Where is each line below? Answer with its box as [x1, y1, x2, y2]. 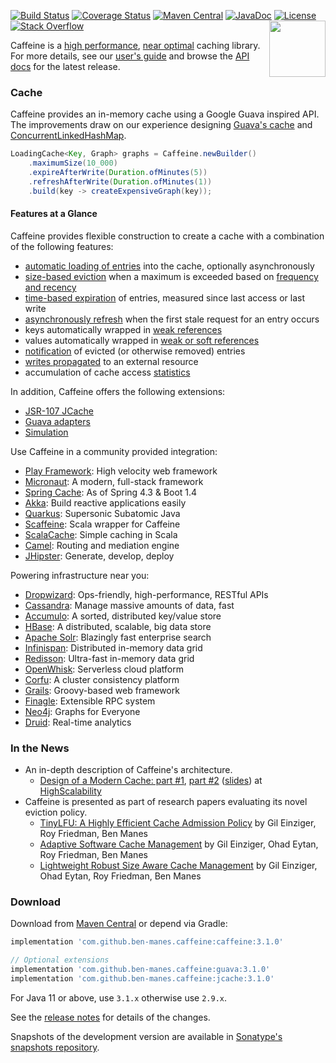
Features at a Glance [10, 208, 98, 220]
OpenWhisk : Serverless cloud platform [24, 663, 185, 675]
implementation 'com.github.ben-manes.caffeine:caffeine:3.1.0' [10, 937, 284, 947]
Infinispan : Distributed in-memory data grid [24, 641, 203, 654]
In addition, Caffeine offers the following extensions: [10, 385, 226, 397]
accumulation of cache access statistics [24, 366, 191, 378]
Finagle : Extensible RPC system [24, 695, 156, 707]
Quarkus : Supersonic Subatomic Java [24, 507, 181, 519]
